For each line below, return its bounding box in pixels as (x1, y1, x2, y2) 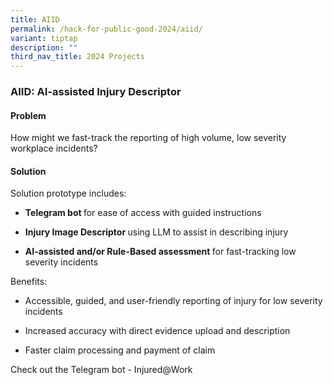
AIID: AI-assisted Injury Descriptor (10, 85, 182, 99)
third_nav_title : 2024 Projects (10, 52, 145, 62)
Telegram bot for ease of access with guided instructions (24, 207, 262, 219)
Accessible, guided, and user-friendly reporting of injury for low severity (24, 295, 323, 307)
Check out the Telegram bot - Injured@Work (10, 364, 193, 376)
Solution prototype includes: (10, 187, 127, 200)
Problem (10, 109, 47, 121)
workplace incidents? (10, 142, 98, 155)
